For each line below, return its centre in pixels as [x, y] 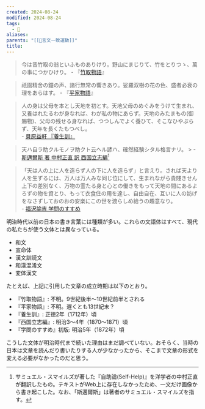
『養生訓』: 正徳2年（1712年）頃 [56, 314]
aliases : [17, 35]
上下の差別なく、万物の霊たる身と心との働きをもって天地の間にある [106, 186]
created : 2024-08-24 [33, 12]
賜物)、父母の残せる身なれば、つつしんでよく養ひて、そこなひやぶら [107, 121]
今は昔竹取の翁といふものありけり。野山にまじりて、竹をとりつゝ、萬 [109, 64]
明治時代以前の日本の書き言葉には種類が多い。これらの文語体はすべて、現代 [102, 222]
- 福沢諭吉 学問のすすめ [51, 208]
